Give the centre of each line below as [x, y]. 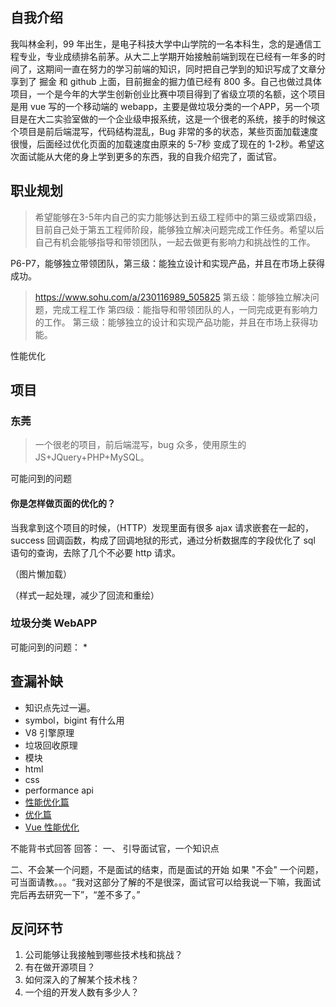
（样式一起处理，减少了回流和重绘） [85, 595]
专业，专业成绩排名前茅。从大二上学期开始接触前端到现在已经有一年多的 [167, 56]
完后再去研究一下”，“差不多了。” [75, 894]
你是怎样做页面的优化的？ [63, 503]
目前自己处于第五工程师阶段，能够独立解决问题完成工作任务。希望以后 [179, 229]
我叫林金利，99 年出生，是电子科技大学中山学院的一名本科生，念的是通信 [161, 44]
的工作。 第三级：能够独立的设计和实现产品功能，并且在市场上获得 [172, 322]
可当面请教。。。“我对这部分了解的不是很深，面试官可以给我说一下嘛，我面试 [166, 882]
